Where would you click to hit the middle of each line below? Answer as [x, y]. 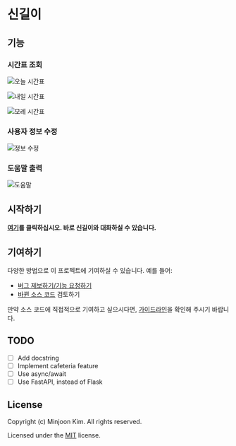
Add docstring [38, 358]
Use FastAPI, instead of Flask [60, 382]
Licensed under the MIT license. [54, 435]
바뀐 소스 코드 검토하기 [49, 295]
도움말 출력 [25, 168]
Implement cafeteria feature [58, 365]
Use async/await [42, 374]
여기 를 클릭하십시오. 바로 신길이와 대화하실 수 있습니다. [82, 228]
